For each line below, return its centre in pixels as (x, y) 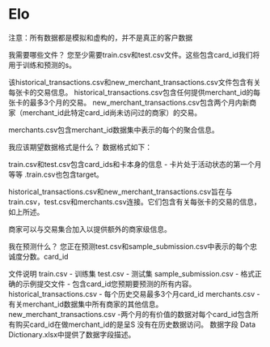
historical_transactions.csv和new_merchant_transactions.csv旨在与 (120, 191)
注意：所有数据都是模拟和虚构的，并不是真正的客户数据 (100, 37)
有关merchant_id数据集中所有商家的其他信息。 (86, 304)
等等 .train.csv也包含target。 (56, 174)
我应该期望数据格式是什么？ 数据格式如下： (80, 147)
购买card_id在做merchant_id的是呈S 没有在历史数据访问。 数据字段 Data (135, 324)
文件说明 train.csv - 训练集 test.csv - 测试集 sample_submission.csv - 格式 (132, 273)
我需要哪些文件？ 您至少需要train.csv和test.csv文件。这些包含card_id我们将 (134, 54)
